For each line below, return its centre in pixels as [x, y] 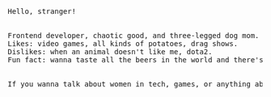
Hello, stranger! [42, 11]
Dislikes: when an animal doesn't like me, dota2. [110, 52]
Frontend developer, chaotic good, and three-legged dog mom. [133, 36]
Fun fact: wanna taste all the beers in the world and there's [135, 60]
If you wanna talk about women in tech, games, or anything [129, 84]
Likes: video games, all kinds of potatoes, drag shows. [123, 44]
